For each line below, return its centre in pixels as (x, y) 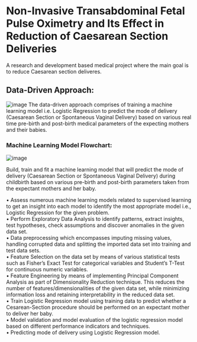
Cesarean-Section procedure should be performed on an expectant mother (98, 308)
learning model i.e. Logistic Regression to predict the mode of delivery (92, 110)
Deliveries (32, 49)
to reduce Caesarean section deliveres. (54, 71)
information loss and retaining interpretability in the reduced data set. (91, 294)
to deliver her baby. (30, 313)
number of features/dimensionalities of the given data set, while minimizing (98, 289)
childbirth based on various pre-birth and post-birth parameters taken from (98, 182)
